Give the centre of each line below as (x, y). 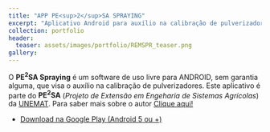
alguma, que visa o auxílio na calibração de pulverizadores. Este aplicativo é (135, 86)
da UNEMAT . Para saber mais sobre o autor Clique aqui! (101, 104)
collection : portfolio (46, 30)
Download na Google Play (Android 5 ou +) (91, 119)
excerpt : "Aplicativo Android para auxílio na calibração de (113, 23)
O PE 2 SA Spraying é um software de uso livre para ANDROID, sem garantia (133, 76)
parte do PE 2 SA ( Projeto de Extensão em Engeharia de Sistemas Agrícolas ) (134, 94)
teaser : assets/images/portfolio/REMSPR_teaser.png (104, 46)
